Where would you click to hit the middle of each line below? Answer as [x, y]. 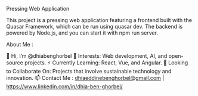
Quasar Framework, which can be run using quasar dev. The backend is [95, 27]
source [15, 63]
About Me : [20, 44]
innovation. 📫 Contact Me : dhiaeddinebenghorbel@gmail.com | [85, 78]
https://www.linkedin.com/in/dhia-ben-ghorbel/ [65, 86]
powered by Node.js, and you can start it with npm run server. [82, 33]
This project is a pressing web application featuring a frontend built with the [99, 20]
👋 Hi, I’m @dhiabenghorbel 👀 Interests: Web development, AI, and [87, 56]
